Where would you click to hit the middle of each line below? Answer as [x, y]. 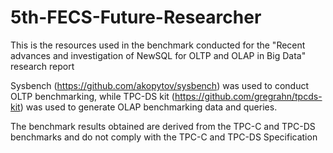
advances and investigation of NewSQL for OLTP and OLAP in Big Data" [158, 55]
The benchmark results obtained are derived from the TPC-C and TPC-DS [163, 126]
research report [42, 66]
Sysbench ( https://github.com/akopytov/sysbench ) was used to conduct [160, 85]
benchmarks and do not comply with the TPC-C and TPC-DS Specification [164, 137]
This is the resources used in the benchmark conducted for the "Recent [158, 45]
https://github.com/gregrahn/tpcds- [248, 96]
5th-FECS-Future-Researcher [136, 17]
